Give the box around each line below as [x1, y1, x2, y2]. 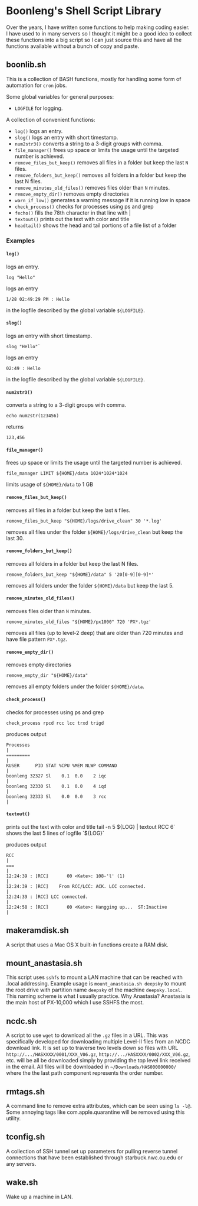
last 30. [6, 534, 25, 542]
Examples [6, 236, 35, 245]
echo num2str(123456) [6, 413, 60, 419]
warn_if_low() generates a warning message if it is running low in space [14, 196, 190, 203]
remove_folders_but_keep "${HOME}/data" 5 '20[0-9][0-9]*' [6, 572, 154, 578]
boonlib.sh [6, 60, 47, 70]
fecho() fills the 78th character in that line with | [14, 209, 131, 216]
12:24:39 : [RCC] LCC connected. [6, 894, 88, 900]
